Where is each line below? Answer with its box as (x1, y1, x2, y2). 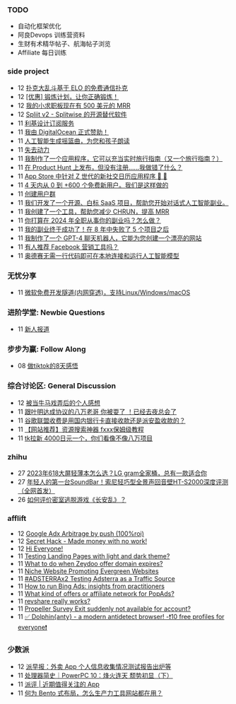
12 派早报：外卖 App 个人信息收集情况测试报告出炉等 (17, 662, 172, 671)
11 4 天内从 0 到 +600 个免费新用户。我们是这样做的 (17, 180, 169, 189)
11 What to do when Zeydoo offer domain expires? (17, 560, 164, 568)
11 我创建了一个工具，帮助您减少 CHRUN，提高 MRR (17, 207, 170, 216)
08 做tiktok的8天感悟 (17, 362, 79, 370)
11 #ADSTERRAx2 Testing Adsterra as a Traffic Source (17, 575, 175, 583)
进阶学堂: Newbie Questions (7, 307, 105, 317)
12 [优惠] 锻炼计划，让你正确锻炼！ (17, 92, 119, 100)
